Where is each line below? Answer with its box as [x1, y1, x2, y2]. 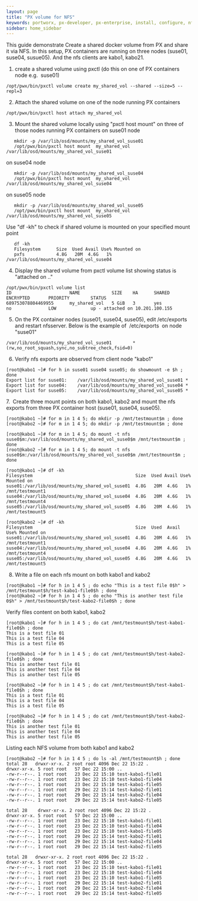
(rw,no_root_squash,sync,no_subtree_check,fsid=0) [6, 345, 133, 351]
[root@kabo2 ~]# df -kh [6, 519, 65, 526]
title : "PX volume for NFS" [6, 14, 75, 20]
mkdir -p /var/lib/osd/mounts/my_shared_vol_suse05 [14, 202, 144, 209]
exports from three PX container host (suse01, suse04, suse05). [6, 404, 161, 411]
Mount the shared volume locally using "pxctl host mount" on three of [14, 121, 184, 128]
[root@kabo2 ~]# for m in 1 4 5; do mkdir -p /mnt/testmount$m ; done [6, 421, 183, 427]
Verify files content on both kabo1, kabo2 [6, 609, 106, 616]
